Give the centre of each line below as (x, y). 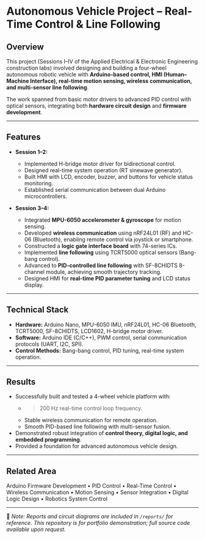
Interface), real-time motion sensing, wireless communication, (111, 81)
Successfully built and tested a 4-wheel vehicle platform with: (93, 397)
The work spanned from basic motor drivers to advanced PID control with (99, 99)
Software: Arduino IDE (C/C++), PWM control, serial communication (101, 337)
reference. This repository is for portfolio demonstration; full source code (98, 523)
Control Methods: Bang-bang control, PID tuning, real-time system (99, 350)
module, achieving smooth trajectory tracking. (103, 272)
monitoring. (39, 183)
